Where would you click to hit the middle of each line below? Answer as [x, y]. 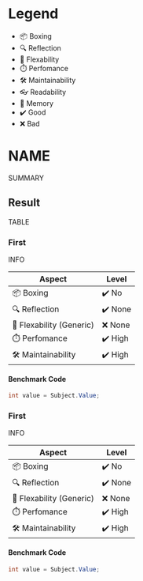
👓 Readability [43, 92]
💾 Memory [36, 103]
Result [24, 203]
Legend [33, 14]
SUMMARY [26, 178]
